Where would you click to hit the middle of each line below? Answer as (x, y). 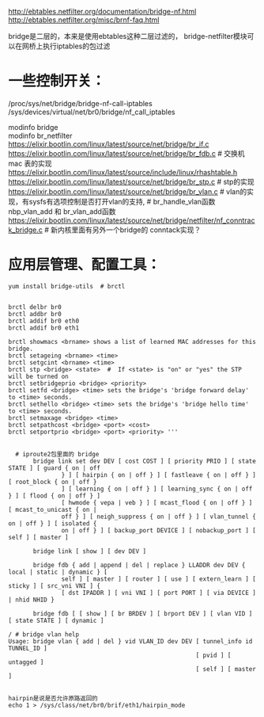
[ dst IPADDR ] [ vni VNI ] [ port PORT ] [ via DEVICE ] (159, 593)
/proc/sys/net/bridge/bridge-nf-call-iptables (80, 103)
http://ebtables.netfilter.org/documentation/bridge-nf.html (102, 11)
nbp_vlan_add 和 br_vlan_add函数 (62, 211)
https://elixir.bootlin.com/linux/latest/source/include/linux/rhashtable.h (123, 172)
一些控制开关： (57, 81)
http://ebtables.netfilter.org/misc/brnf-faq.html (84, 20)
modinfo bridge (33, 127)
